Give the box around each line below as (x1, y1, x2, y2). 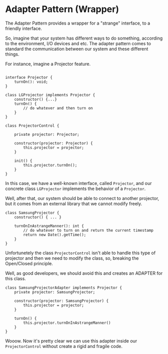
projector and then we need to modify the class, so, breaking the (5, 255, 139, 261)
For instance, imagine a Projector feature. (5, 61, 91, 67)
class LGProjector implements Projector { (5, 92, 95, 97)
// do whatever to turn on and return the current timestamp (23, 228, 154, 233)
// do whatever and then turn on (23, 105, 93, 111)
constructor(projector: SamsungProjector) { (14, 298, 109, 303)
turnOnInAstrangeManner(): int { (14, 223, 84, 229)
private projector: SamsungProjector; (14, 289, 95, 294)
